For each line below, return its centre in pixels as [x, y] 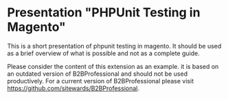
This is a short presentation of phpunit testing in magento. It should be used [114, 46]
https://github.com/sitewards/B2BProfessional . [73, 88]
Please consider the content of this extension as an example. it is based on [113, 66]
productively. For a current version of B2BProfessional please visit [101, 81]
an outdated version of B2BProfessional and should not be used [97, 74]
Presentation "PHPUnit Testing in [104, 13]
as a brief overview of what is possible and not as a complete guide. [104, 53]
